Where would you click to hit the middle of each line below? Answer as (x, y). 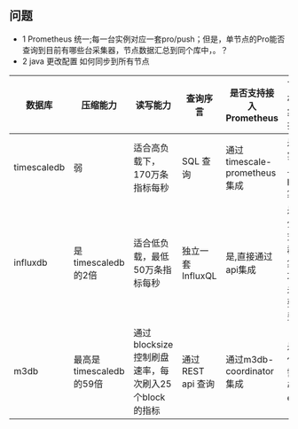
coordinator (250, 370)
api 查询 (198, 384)
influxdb (31, 262)
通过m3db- (250, 359)
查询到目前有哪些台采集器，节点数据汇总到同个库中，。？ (125, 50)
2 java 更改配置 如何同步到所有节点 (86, 61)
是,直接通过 (249, 256)
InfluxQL (199, 276)
